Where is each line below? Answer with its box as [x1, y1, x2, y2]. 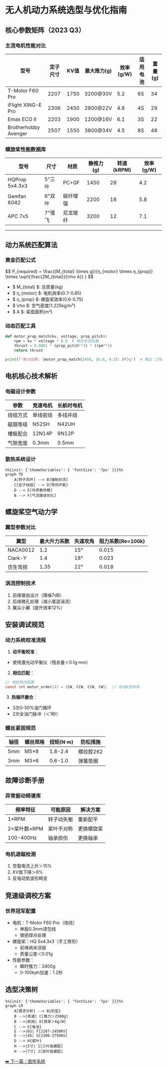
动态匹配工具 [5, 322, 36, 329]
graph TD [5, 472, 23, 477]
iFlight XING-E [7, 101, 42, 108]
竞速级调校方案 [5, 891, 51, 900]
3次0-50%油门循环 [12, 705, 52, 711]
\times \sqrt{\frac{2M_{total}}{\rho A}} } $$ [5, 273, 93, 279]
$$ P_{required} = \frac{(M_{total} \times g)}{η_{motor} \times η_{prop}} [5, 268, 153, 274]
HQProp [7, 176, 26, 183]
